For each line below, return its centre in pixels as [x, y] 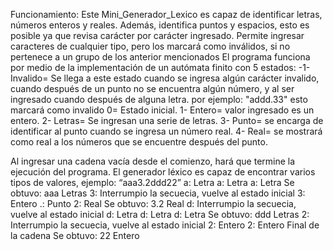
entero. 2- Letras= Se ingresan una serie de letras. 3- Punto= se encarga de [167, 120]
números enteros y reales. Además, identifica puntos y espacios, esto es [160, 25]
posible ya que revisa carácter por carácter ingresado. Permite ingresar [157, 35]
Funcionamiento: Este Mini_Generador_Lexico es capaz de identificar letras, [166, 14]
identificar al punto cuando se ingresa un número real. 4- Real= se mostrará [166, 131]
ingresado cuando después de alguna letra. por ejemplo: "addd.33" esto [159, 99]
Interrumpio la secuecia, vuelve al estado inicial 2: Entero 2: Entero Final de [165, 225]
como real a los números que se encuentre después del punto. [139, 142]
